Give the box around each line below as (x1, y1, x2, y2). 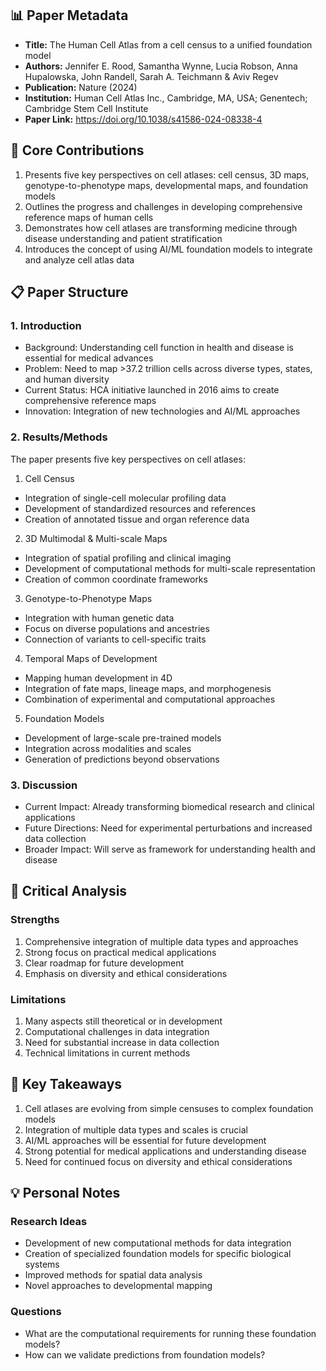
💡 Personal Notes (10, 1185, 121, 1202)
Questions (10, 1305, 62, 1319)
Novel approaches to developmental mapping (24, 1280, 213, 1292)
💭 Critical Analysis (10, 883, 128, 900)
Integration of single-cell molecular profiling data (24, 492, 227, 504)
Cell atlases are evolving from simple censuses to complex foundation (24, 1102, 314, 1114)
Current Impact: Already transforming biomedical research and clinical (24, 800, 315, 812)
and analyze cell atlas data (24, 253, 135, 266)
